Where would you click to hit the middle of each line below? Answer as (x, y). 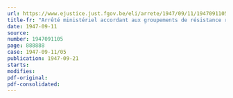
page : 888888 (26, 46)
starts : (18, 65)
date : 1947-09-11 (32, 26)
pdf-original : (28, 78)
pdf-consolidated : (34, 84)
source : (18, 33)
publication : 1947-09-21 (43, 59)
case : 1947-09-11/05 (37, 52)
